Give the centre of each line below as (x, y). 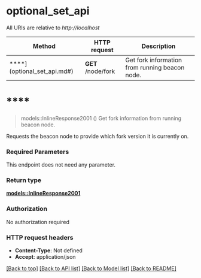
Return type (24, 180)
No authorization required (38, 222)
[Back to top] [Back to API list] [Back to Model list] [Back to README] (91, 268)
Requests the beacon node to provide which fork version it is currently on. (98, 136)
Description (159, 46)
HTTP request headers (40, 237)
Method (44, 46)
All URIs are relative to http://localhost (53, 28)
